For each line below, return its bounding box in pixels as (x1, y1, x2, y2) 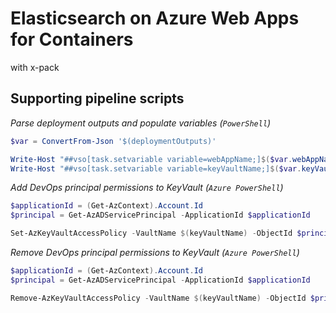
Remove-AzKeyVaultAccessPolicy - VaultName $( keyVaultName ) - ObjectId (10, 293, 307, 303)
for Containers (10, 28, 134, 51)
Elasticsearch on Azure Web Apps (10, 7, 300, 30)
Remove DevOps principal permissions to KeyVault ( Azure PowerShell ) (10, 247, 300, 258)
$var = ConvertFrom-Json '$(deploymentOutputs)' (10, 136, 217, 146)
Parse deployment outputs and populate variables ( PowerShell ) (10, 117, 272, 129)
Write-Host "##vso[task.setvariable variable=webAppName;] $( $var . (10, 154, 293, 164)
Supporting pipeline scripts (10, 90, 185, 107)
